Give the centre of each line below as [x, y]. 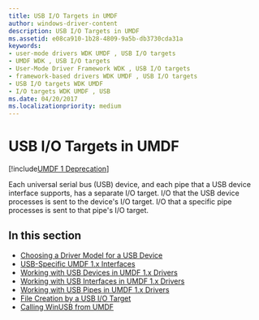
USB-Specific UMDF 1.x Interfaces [78, 263]
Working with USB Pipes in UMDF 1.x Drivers [95, 289]
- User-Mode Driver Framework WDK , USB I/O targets [99, 69]
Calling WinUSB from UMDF [67, 307]
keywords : [25, 46]
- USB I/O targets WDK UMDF [56, 83]
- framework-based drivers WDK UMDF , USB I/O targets [103, 76]
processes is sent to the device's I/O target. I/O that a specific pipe [120, 202]
